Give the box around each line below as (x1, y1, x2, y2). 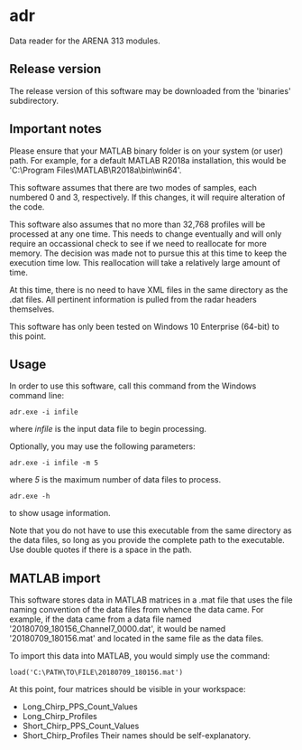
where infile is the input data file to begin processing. (9, 424, 207, 435)
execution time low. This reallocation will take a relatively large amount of (9, 257, 281, 267)
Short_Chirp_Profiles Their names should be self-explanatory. (22, 730, 252, 741)
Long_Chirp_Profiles (22, 711, 97, 722)
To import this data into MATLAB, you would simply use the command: (9, 651, 270, 661)
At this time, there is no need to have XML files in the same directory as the (9, 284, 288, 295)
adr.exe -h (9, 492, 50, 502)
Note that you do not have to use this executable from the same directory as (9, 525, 292, 536)
